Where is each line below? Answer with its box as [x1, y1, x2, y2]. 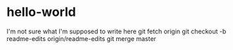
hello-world [6, 4, 77, 20]
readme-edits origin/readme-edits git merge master [6, 34, 156, 42]
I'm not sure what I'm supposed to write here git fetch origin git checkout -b [6, 27, 227, 35]
